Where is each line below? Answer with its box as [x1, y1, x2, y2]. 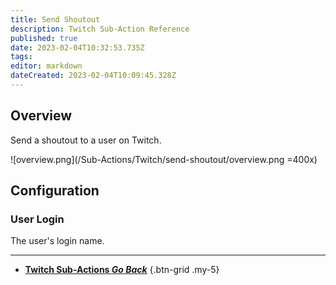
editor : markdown [10, 61, 83, 71]
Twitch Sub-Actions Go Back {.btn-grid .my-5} [24, 264, 220, 276]
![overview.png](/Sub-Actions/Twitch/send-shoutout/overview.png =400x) [10, 153, 318, 165]
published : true [10, 33, 78, 43]
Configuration [10, 182, 100, 200]
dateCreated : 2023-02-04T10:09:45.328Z [10, 71, 177, 81]
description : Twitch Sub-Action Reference [10, 24, 190, 34]
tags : [10, 52, 33, 62]
